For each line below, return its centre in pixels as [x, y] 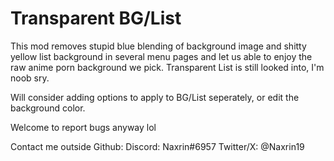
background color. [48, 108]
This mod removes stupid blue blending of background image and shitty [158, 46]
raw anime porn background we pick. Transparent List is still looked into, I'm [167, 67]
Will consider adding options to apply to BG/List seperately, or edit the [155, 97]
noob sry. [30, 78]
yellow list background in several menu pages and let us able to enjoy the [161, 56]
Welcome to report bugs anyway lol [83, 127]
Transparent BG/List [96, 18]
